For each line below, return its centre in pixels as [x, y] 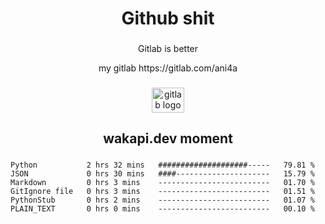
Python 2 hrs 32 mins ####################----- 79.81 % [162, 165]
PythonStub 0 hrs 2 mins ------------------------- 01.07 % [162, 200]
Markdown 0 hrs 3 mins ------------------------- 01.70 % [162, 183]
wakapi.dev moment [168, 138]
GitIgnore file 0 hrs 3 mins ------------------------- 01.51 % [162, 192]
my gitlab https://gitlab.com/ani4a [168, 68]
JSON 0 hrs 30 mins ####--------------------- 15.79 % [162, 174]
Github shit [168, 18]
